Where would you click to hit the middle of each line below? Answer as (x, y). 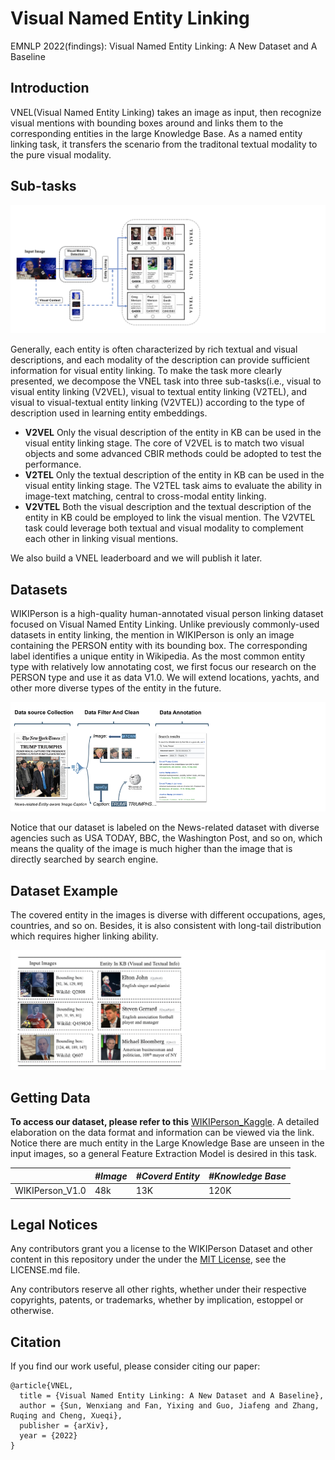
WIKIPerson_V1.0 (50, 1191)
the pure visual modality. (61, 154)
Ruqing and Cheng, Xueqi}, (66, 1416)
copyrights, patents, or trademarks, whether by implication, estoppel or (157, 1300)
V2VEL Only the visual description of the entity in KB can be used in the (173, 433)
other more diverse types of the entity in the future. (116, 688)
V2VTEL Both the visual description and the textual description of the (168, 507)
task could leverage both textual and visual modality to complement (164, 528)
